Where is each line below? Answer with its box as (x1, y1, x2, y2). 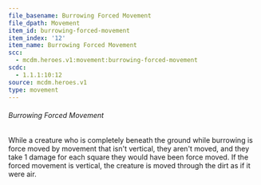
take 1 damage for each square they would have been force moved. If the (8, 152, 249, 162)
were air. (8, 169, 38, 179)
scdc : (8, 64, 26, 72)
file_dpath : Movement (8, 19, 81, 27)
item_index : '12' (8, 33, 66, 42)
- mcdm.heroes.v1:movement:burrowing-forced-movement (15, 57, 198, 65)
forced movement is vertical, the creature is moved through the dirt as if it (8, 160, 251, 170)
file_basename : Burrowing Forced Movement (8, 11, 152, 20)
